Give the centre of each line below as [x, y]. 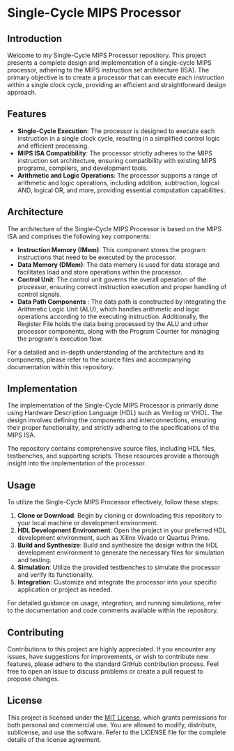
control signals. [39, 294]
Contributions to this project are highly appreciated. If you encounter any [111, 649]
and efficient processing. [53, 146]
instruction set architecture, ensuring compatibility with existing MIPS [117, 160]
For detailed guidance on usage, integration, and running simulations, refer [114, 603]
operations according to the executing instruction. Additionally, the [113, 316]
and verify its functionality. [55, 575]
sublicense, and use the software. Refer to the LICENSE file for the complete [117, 732]
